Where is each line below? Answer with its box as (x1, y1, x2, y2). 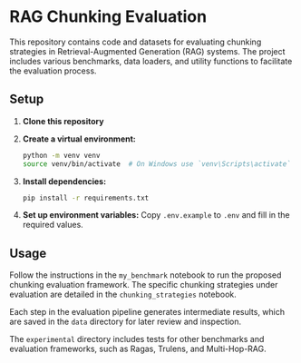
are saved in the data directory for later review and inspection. (9, 316, 242, 328)
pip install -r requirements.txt (22, 193, 150, 202)
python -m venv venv (22, 151, 101, 160)
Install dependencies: (22, 175, 107, 187)
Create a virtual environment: (22, 133, 136, 144)
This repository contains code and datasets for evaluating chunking (9, 36, 262, 47)
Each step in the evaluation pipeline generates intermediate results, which (9, 307, 286, 318)
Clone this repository (22, 115, 104, 126)
